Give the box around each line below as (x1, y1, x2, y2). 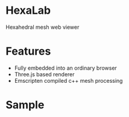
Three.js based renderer (14, 70, 75, 78)
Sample (5, 98, 45, 112)
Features (5, 44, 51, 58)
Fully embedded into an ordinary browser (14, 64, 117, 71)
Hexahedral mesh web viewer (5, 23, 80, 31)
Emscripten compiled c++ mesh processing (14, 77, 123, 84)
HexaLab (5, 4, 51, 17)
